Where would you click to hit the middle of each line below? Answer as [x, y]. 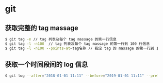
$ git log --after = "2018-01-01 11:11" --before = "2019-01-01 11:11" [75, 76]
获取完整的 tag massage [42, 28]
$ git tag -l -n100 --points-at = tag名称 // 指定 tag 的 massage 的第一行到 [80, 48]
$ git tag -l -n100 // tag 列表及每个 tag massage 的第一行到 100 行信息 [77, 44]
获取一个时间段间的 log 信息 [47, 64]
